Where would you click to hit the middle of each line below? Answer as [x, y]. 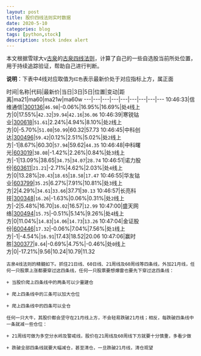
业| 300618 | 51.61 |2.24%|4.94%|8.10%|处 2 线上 [64, 122]
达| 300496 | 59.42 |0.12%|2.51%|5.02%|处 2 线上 [64, 137]
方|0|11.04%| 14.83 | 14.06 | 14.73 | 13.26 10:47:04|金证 [70, 221]
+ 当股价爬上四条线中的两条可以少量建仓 [50, 282]
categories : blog [28, 29]
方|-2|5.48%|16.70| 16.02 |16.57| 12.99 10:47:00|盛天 [70, 206]
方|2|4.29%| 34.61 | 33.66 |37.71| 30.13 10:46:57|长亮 [69, 190]
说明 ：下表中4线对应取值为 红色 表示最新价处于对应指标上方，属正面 [90, 79]
